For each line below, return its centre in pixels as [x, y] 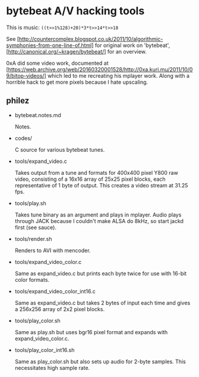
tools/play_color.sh [37, 321]
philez [18, 101]
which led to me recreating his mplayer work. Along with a [119, 76]
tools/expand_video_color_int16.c [55, 291]
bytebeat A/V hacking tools [75, 11]
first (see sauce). [35, 227]
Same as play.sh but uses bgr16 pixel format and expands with [91, 332]
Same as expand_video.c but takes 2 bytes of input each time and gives [102, 303]
